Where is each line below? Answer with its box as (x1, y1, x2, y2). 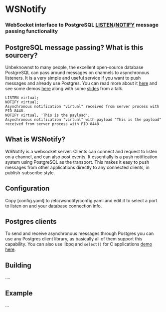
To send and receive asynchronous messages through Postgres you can (5, 230, 154, 236)
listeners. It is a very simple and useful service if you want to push (5, 75, 141, 81)
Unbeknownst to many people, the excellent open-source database (5, 64, 144, 70)
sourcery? (5, 51, 38, 60)
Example (5, 289, 33, 297)
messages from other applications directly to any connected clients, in (5, 164, 150, 170)
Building (5, 261, 31, 269)
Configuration (5, 184, 50, 193)
